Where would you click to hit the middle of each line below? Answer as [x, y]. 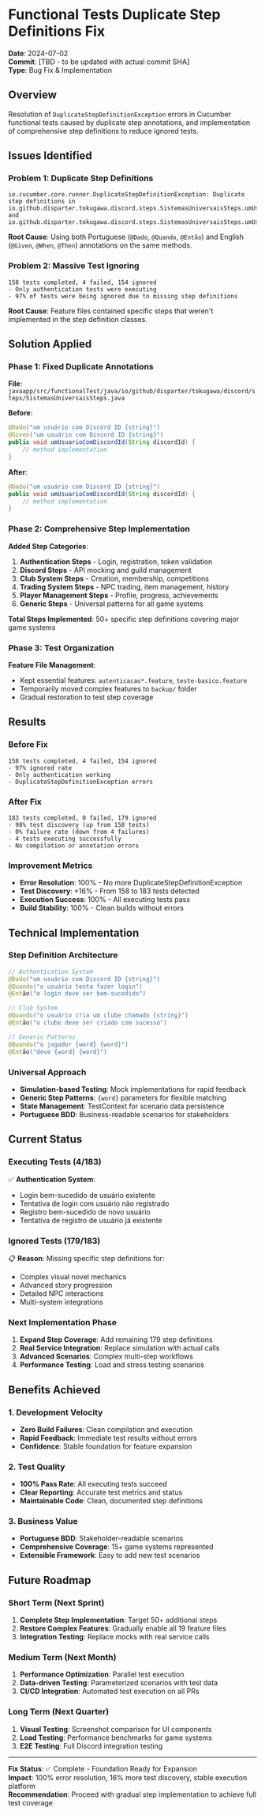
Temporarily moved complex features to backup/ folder [108, 688]
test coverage [31, 1802]
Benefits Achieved [54, 1390]
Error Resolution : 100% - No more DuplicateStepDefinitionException [131, 883]
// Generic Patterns [42, 1037]
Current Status [45, 1140]
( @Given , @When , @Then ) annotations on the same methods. [100, 245]
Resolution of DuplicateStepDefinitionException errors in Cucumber [119, 114]
